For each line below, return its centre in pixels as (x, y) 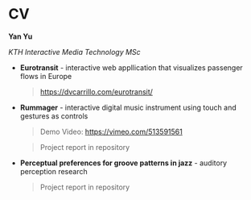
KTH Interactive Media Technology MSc (74, 52)
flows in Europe (46, 76)
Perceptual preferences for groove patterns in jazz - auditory (123, 163)
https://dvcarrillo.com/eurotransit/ (96, 92)
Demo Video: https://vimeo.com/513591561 (111, 131)
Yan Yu (21, 36)
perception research (53, 171)
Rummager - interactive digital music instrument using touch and (128, 107)
